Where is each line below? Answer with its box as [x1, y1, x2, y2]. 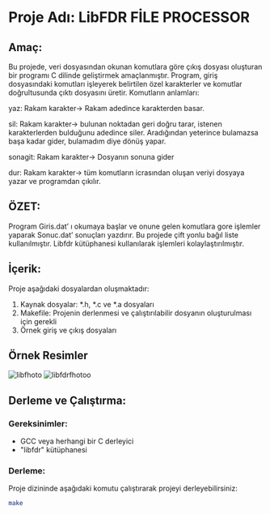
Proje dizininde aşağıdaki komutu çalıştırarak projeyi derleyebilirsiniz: [8, 483, 238, 494]
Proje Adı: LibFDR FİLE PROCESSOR [8, 8, 251, 27]
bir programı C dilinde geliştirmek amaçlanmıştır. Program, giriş [8, 71, 218, 80]
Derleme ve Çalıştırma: [8, 393, 127, 407]
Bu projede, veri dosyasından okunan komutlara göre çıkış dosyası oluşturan [8, 62, 263, 71]
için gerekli [19, 316, 57, 326]
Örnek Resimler [8, 349, 89, 362]
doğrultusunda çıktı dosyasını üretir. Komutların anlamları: [8, 88, 200, 97]
